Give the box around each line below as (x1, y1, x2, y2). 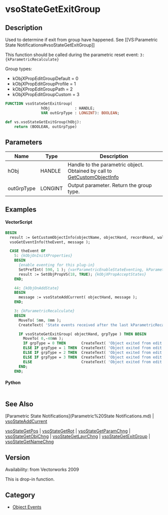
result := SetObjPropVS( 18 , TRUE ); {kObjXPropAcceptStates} (18, 272, 146, 277)
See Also (5, 400, 33, 408)
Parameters (5, 138, 42, 146)
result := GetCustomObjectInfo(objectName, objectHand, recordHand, (9, 235, 155, 240)
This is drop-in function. (5, 476, 55, 482)
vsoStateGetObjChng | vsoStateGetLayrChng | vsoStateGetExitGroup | (5, 433, 150, 439)
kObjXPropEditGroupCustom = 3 (12, 92, 80, 97)
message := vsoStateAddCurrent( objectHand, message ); (18, 295, 137, 300)
